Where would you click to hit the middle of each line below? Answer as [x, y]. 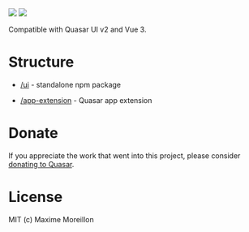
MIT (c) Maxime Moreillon [52, 219]
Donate [33, 133]
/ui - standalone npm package [71, 84]
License [36, 197]
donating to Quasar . [41, 164]
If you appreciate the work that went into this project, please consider [124, 155]
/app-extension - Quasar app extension [86, 100]
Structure [41, 62]
